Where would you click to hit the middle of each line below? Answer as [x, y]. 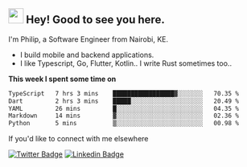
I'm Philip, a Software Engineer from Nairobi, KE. [89, 39]
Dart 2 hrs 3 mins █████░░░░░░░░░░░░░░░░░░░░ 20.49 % [124, 101]
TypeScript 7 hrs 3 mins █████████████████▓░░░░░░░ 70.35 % [124, 93]
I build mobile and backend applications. [87, 55]
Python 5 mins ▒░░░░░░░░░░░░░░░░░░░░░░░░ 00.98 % [124, 124]
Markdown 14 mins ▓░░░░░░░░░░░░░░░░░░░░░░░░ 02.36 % [124, 116]
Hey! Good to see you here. [95, 20]
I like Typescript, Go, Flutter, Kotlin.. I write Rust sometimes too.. [126, 63]
